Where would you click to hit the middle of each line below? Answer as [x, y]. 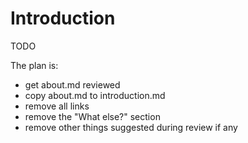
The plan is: [34, 65]
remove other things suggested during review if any [131, 127]
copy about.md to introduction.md [95, 95]
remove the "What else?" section [92, 116]
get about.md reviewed [72, 84]
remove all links [57, 106]
